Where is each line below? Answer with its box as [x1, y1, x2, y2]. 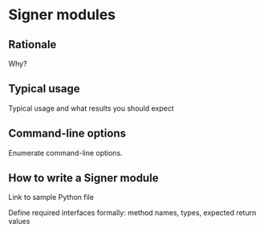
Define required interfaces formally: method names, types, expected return [8, 208, 257, 218]
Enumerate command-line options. [8, 148, 123, 157]
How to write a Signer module [8, 171, 159, 185]
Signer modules [8, 6, 116, 24]
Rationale [8, 38, 57, 51]
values [8, 217, 30, 226]
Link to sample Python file [8, 193, 95, 202]
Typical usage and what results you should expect [8, 103, 174, 113]
